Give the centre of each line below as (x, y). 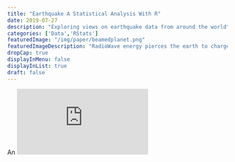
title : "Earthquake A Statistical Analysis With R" (84, 14)
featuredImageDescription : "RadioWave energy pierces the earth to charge (119, 46)
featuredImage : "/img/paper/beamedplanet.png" (76, 40)
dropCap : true (28, 53)
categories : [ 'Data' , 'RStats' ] (53, 33)
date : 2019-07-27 (33, 20)
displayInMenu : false (39, 60)
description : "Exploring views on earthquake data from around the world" (119, 27)
